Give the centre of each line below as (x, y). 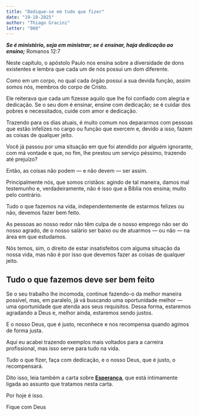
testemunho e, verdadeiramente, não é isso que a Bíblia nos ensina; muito (96, 189)
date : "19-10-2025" (30, 17)
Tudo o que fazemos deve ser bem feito (81, 280)
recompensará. (25, 366)
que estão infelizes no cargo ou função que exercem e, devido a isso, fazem (99, 129)
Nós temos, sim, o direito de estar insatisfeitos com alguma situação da (93, 248)
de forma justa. (25, 331)
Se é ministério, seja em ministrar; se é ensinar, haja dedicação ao (90, 45)
